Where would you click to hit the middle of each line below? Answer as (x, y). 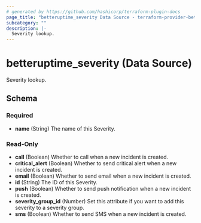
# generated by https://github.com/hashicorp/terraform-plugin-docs (93, 12)
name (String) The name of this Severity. (65, 128)
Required (20, 116)
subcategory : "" (26, 23)
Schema (22, 99)
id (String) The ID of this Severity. (56, 182)
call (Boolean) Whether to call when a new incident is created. (92, 157)
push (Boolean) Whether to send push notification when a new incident (103, 189)
